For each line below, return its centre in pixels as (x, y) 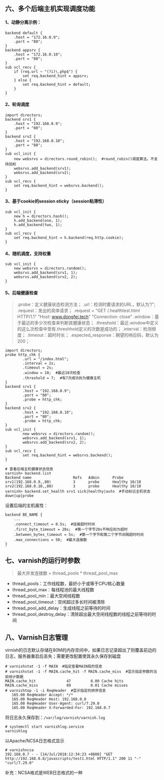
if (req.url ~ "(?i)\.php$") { (46, 72)
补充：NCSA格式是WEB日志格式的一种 (44, 773)
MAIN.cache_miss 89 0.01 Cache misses (67, 685)
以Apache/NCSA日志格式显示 (35, 741)
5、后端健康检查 (22, 293)
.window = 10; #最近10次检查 (52, 373)
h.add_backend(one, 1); (38, 221)
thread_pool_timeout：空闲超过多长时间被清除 (59, 602)
